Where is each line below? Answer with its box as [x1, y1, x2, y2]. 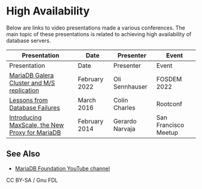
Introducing [9, 113, 42, 122]
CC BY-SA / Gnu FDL [6, 176, 58, 184]
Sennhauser [113, 82, 148, 91]
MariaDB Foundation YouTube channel [14, 164, 110, 172]
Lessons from [9, 96, 48, 104]
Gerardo [113, 117, 137, 125]
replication [9, 86, 40, 94]
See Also [6, 149, 40, 159]
